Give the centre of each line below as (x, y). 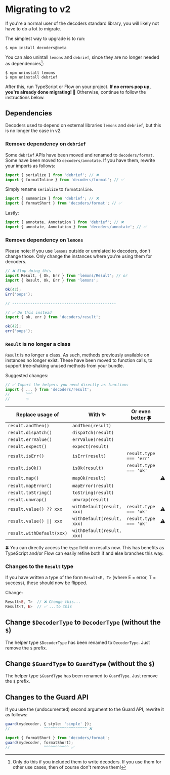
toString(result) (93, 493)
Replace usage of (37, 415)
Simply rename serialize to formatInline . (49, 189)
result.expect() (27, 446)
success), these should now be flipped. (46, 583)
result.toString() (30, 493)
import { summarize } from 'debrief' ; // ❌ (52, 198)
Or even (141, 411)
